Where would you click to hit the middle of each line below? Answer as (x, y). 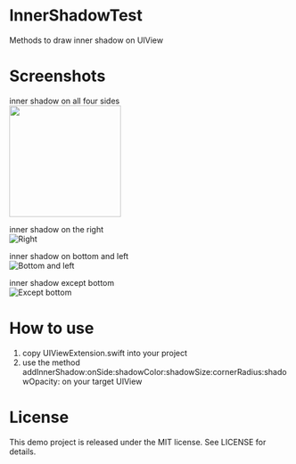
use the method (51, 362)
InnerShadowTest (76, 16)
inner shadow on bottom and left (69, 256)
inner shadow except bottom (62, 282)
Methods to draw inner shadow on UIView (86, 40)
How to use (52, 328)
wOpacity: (41, 381)
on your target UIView (102, 381)
